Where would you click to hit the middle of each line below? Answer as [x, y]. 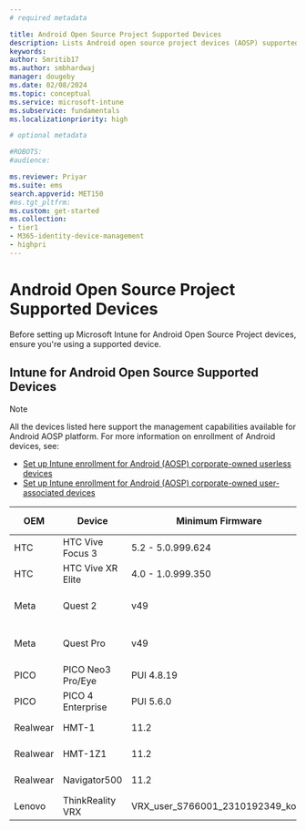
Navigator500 [92, 780]
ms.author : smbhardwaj [52, 68]
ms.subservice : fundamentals [65, 110]
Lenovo [30, 805]
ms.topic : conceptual [51, 93]
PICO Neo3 [87, 669]
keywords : [28, 51]
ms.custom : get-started [55, 210]
